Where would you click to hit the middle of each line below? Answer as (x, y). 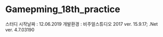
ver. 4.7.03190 (20, 29)
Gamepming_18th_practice (63, 9)
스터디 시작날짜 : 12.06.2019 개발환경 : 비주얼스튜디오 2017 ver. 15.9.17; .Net (81, 24)
